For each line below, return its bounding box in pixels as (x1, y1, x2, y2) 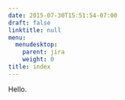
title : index (8, 63, 51, 71)
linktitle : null (8, 26, 61, 34)
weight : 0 (22, 56, 55, 64)
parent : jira (22, 48, 65, 56)
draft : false (8, 19, 51, 27)
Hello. (8, 84, 28, 94)
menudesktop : (15, 41, 58, 49)
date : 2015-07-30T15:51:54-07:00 (8, 11, 118, 20)
